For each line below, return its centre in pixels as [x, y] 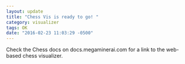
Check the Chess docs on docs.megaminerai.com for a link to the [85, 49]
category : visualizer [33, 22]
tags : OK [17, 28]
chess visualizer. [43, 56]
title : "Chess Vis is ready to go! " [52, 17]
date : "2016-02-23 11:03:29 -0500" [50, 33]
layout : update [25, 11]
